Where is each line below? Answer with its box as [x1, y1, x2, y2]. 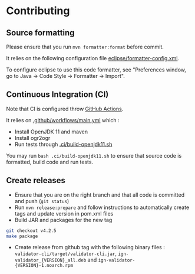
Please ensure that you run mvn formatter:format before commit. [6, 43, 164, 50]
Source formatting [6, 28, 75, 38]
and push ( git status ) [14, 197, 70, 204]
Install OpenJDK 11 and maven [14, 128, 88, 135]
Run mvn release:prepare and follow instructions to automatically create [14, 204, 190, 211]
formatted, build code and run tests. [6, 158, 93, 165]
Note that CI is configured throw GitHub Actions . [6, 105, 124, 112]
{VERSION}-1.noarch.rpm [14, 263, 74, 269]
